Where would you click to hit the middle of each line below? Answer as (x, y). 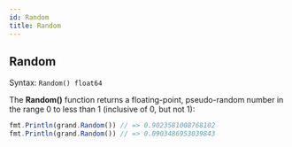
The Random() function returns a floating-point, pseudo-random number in (146, 100)
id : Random (29, 17)
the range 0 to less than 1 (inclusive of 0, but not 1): (102, 109)
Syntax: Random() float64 (56, 83)
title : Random (35, 26)
